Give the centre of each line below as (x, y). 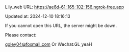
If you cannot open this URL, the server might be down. (61, 26)
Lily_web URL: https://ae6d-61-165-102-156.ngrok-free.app (64, 7)
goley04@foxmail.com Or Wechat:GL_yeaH (49, 44)
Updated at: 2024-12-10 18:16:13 (38, 16)
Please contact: (21, 35)
